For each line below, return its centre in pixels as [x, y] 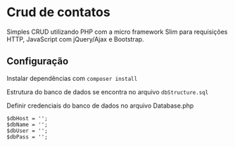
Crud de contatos [58, 12]
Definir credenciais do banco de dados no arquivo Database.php [100, 106]
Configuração [38, 62]
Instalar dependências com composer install [72, 78]
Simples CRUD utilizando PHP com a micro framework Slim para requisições [117, 32]
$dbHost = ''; [27, 118]
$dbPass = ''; [27, 137]
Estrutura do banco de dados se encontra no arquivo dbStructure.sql [108, 91]
